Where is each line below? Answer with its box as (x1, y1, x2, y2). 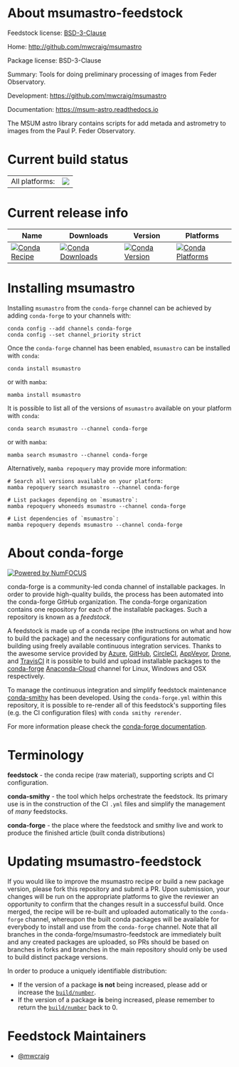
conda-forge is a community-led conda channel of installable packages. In (7, 582, 225, 590)
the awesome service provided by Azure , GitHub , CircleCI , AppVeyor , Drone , (7, 649, 232, 657)
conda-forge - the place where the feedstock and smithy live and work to (7, 821, 223, 829)
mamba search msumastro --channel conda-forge (7, 451, 148, 459)
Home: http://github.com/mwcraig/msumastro (7, 42, 142, 51)
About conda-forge (7, 545, 124, 561)
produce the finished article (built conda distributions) (7, 828, 166, 837)
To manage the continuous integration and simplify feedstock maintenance (7, 685, 227, 694)
